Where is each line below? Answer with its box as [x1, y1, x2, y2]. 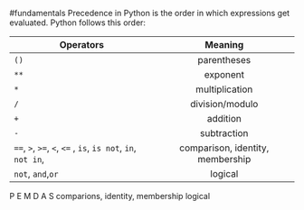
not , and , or [14, 168, 59, 179]
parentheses [197, 54, 252, 66]
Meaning [204, 39, 244, 50]
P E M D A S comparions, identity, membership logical [9, 191, 211, 201]
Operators [59, 39, 104, 50]
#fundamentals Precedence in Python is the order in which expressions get [9, 8, 290, 18]
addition [206, 113, 242, 124]
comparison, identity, [179, 142, 270, 154]
